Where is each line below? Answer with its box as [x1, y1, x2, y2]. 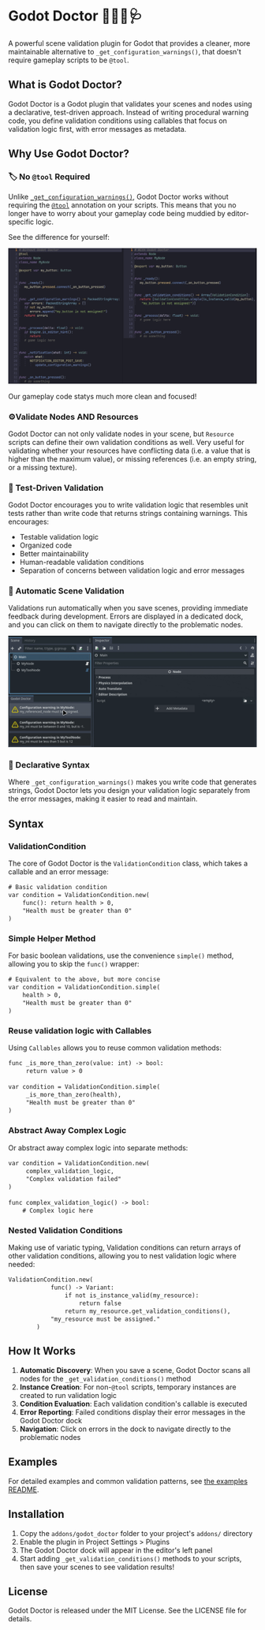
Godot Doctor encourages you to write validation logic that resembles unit [8, 500, 248, 510]
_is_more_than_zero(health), [25, 1091, 122, 1099]
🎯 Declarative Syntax [8, 759, 91, 770]
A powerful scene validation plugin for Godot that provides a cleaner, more [8, 38, 251, 48]
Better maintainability [19, 549, 89, 559]
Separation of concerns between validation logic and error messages [19, 566, 245, 575]
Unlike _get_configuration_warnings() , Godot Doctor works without [8, 192, 229, 202]
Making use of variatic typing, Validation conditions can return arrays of [8, 1243, 241, 1252]
